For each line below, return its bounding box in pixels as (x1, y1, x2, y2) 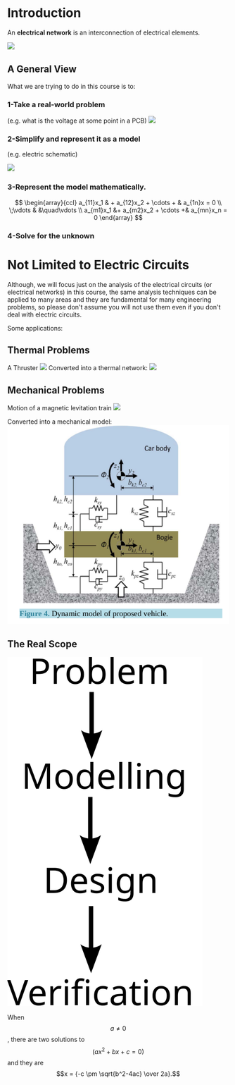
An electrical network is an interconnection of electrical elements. (7, 28, 201, 37)
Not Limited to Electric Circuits (7, 257, 190, 273)
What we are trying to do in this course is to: (7, 82, 136, 90)
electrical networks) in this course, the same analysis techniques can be (7, 288, 217, 296)
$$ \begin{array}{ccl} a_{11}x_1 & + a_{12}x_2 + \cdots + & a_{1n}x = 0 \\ (14, 198, 222, 207)
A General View (7, 63, 77, 75)
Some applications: (7, 324, 63, 332)
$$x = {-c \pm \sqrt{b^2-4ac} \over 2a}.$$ (56, 1069, 181, 1078)
